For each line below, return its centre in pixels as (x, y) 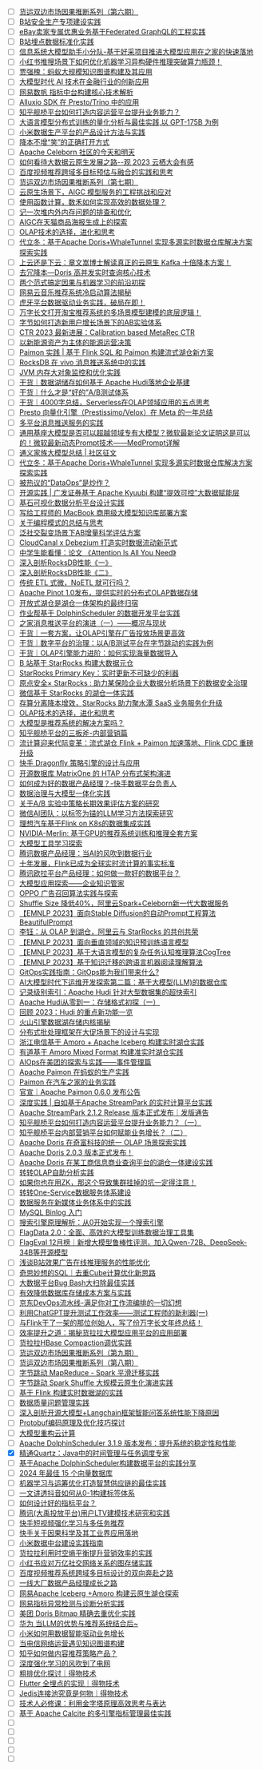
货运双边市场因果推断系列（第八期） (79, 1363)
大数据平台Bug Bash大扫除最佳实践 (77, 1283)
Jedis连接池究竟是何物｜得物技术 (73, 1693)
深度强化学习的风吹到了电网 (65, 1663)
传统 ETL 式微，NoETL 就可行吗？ (75, 583)
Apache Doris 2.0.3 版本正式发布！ (76, 1152)
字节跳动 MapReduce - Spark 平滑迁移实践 (89, 1373)
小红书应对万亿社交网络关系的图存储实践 (85, 1563)
